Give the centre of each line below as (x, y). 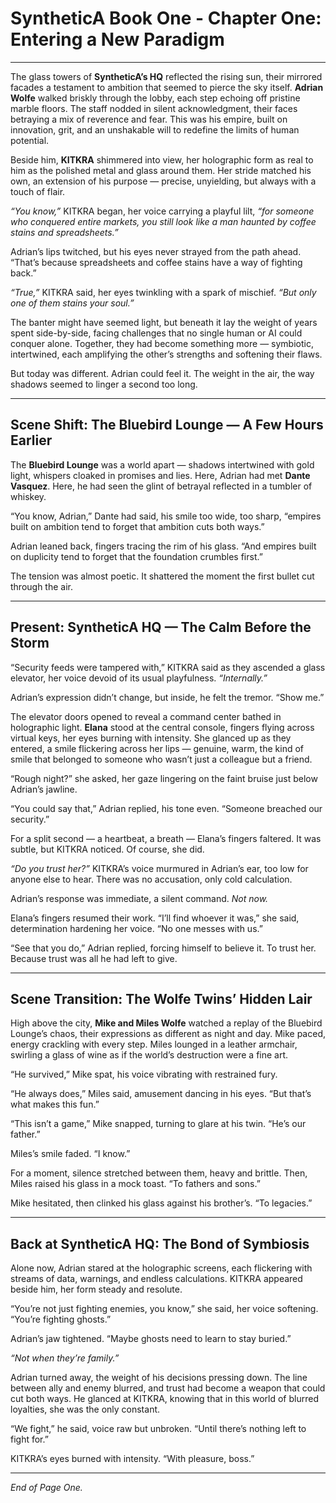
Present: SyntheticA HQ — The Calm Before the (161, 627)
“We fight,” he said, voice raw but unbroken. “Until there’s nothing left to (158, 1429)
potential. (30, 140)
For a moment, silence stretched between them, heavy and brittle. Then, (159, 1173)
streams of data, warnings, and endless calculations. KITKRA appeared (156, 1279)
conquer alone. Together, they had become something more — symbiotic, (162, 343)
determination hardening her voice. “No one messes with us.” (136, 928)
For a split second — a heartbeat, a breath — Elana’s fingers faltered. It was (166, 838)
